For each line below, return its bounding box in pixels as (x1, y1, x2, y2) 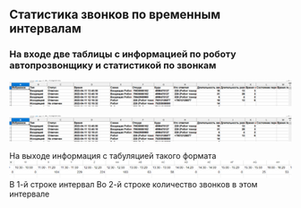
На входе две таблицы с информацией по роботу (9, 48, 236, 61)
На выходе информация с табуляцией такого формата (9, 151, 217, 161)
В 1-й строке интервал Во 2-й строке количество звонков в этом (9, 179, 258, 190)
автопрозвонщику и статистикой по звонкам (9, 59, 217, 72)
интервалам (9, 22, 82, 37)
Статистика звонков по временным (9, 7, 221, 22)
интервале (9, 188, 50, 200)
